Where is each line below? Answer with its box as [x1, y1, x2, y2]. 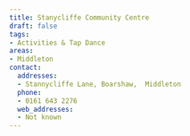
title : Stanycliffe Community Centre [9, 13, 150, 22]
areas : [9, 47, 34, 55]
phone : [17, 88, 42, 97]
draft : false [9, 21, 58, 30]
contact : [9, 64, 42, 72]
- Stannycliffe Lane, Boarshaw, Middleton [17, 80, 181, 89]
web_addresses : [17, 105, 74, 114]
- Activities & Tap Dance [9, 38, 105, 47]
